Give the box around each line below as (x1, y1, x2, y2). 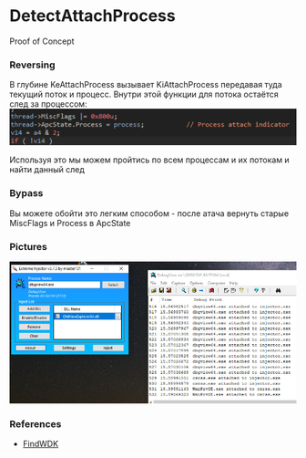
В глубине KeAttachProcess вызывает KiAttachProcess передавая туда (9, 79, 282, 90)
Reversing (9, 58, 56, 71)
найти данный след (9, 164, 85, 175)
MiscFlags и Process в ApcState (9, 217, 131, 228)
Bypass (9, 187, 44, 200)
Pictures (9, 240, 48, 253)
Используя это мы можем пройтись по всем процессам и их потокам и (9, 154, 290, 165)
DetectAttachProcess (9, 5, 176, 26)
